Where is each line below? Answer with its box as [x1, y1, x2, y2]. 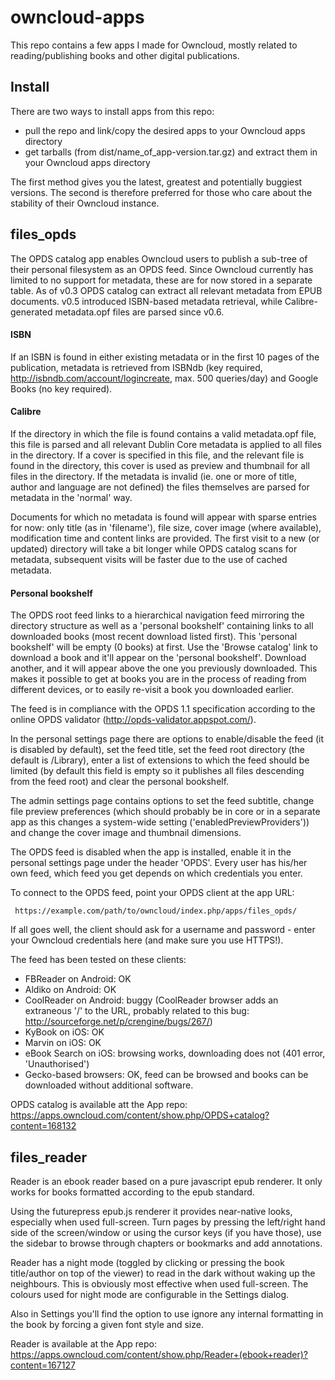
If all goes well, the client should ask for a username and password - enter [10, 924, 316, 936]
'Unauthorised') [24, 1058, 90, 1070]
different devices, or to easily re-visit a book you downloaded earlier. [10, 684, 295, 696]
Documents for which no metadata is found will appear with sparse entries [10, 511, 317, 523]
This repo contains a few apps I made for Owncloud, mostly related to [10, 39, 298, 51]
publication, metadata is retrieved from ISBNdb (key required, [10, 361, 263, 373]
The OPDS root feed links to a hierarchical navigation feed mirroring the [10, 609, 305, 621]
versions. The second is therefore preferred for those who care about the [10, 186, 313, 198]
